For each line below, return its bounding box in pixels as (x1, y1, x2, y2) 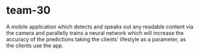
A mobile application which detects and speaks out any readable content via (6, 23, 194, 30)
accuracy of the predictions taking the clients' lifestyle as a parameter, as (6, 35, 186, 43)
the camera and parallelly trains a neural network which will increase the (6, 29, 184, 36)
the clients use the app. (6, 42, 64, 49)
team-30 (6, 4, 51, 17)
